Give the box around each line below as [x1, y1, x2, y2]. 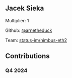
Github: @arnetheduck [5, 27, 52, 33]
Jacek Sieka [5, 4, 44, 13]
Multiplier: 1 [5, 17, 29, 23]
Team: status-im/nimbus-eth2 [5, 37, 67, 43]
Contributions [5, 52, 50, 60]
